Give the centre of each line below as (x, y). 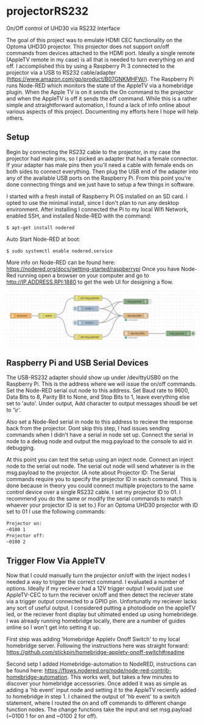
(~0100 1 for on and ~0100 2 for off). (52, 716)
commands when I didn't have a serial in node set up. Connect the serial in (100, 435)
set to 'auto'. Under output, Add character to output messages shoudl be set (102, 403)
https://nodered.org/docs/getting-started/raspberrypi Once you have (93, 269)
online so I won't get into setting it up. (54, 627)
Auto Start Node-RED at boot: (44, 239)
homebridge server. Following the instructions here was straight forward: (98, 646)
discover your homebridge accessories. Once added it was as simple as (97, 683)
